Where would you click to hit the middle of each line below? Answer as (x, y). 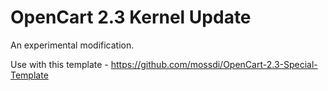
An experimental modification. (72, 45)
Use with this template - (59, 64)
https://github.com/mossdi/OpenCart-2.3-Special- (214, 64)
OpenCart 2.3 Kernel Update (131, 17)
